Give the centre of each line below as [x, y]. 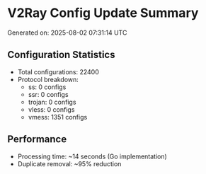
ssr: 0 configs [48, 94]
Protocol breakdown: [48, 79]
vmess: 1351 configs [58, 117]
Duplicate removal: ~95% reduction [69, 163]
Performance [37, 139]
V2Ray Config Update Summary [103, 13]
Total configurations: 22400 [58, 71]
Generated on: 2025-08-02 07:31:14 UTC [67, 33]
